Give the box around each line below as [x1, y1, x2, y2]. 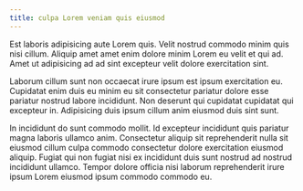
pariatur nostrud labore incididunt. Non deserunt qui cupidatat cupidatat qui [9, 95, 294, 106]
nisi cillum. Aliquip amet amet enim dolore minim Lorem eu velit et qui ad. [9, 48, 284, 59]
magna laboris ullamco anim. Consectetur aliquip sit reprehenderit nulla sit [9, 132, 289, 143]
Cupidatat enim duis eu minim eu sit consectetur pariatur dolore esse [9, 85, 269, 96]
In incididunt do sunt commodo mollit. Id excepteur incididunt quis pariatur [9, 122, 289, 133]
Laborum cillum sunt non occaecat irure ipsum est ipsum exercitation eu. [9, 75, 283, 87]
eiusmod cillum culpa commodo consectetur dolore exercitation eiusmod [9, 142, 284, 153]
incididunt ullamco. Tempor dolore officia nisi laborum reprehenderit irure [9, 161, 285, 172]
